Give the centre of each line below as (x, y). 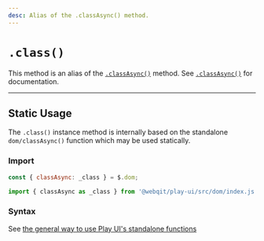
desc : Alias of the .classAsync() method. (79, 15)
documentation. (34, 81)
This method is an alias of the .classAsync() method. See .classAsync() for (130, 73)
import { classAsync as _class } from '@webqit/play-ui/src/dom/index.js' (133, 192)
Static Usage (40, 113)
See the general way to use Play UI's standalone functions (103, 228)
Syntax (22, 211)
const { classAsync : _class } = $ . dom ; (73, 177)
